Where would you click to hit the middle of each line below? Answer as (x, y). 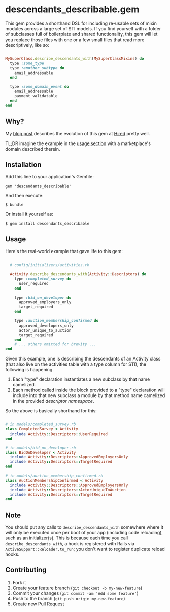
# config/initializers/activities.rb (50, 265)
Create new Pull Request (38, 604)
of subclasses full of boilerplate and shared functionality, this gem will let (81, 34)
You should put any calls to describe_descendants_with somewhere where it (84, 527)
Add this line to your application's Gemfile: (49, 177)
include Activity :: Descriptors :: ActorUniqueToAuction (68, 490)
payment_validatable (36, 96)
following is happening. (30, 370)
